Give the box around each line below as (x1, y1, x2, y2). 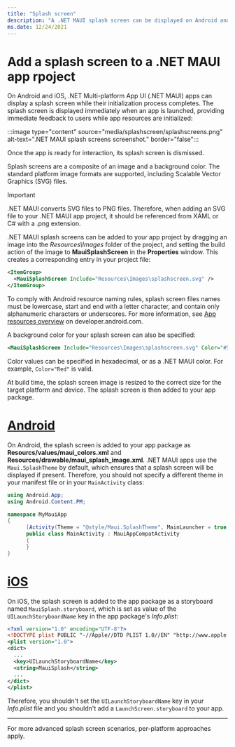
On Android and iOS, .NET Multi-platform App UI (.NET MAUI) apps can (7, 92, 213, 100)
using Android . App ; (7, 491, 64, 498)
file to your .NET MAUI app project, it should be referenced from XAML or (7, 212, 219, 220)
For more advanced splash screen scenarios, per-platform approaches (7, 725, 211, 733)
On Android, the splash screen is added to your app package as (7, 440, 191, 449)
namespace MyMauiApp (7, 510, 68, 518)
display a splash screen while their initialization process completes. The (7, 99, 214, 107)
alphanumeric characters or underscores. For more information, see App (7, 310, 217, 318)
